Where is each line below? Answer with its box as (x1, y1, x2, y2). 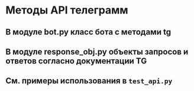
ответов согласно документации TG (5, 56, 147, 66)
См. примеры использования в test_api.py (5, 76, 173, 86)
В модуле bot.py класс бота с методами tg (5, 27, 172, 37)
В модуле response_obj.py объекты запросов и (5, 46, 189, 56)
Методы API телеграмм (5, 4, 128, 17)
